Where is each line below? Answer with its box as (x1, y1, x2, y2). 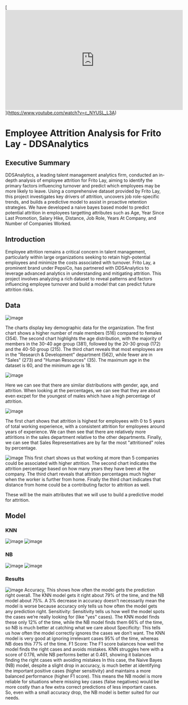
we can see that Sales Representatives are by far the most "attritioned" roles (5, 439, 165, 445)
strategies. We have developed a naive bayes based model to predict (5, 204, 149, 210)
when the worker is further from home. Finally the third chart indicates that (5, 476, 161, 482)
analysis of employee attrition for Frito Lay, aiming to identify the (18, 177, 153, 183)
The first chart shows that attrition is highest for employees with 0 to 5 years (5, 418, 165, 424)
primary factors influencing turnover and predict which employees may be (5, 183, 161, 188)
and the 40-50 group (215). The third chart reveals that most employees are (5, 346, 163, 352)
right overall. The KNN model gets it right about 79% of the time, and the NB (5, 592, 165, 598)
